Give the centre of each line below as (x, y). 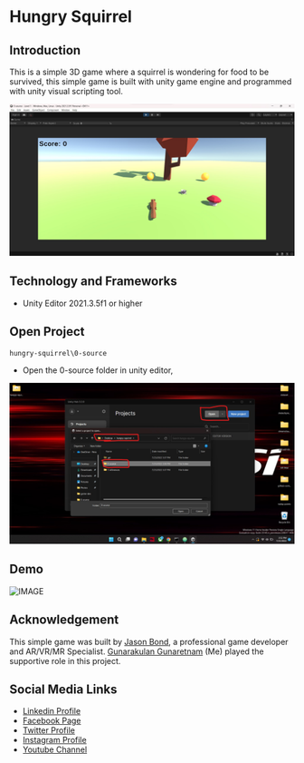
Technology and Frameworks (94, 282)
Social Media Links (63, 689)
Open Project (47, 332)
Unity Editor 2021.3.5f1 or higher (82, 303)
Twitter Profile (48, 730)
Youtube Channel (55, 749)
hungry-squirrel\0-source (58, 354)
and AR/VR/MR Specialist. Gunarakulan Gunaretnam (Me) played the (137, 651)
